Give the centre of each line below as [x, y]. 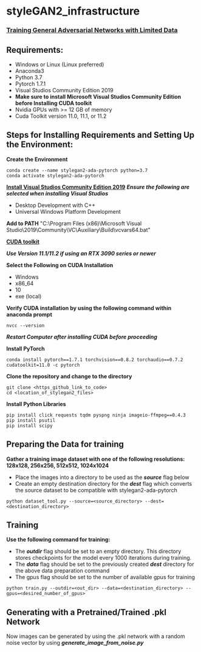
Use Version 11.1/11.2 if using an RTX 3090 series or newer [81, 253]
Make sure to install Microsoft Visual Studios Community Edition [98, 97]
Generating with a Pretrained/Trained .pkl [87, 612]
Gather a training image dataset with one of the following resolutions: [96, 459]
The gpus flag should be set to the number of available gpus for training [105, 577]
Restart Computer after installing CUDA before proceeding [82, 337]
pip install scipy [29, 426]
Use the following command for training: [58, 540]
